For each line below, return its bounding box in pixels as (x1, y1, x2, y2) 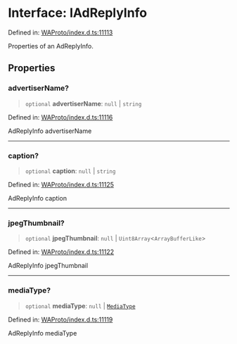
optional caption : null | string (25, 167, 116, 175)
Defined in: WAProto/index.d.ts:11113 (8, 28, 113, 37)
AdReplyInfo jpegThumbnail (8, 262, 89, 270)
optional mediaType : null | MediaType (25, 301, 136, 310)
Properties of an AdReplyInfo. (8, 42, 94, 50)
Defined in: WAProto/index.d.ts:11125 (8, 180, 115, 189)
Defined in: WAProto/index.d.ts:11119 (8, 315, 113, 324)
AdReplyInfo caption (8, 193, 68, 202)
